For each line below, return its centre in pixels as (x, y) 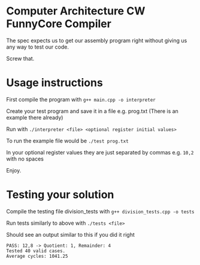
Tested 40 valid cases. (36, 251)
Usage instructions (54, 83)
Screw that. (20, 58)
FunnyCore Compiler (59, 24)
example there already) (35, 117)
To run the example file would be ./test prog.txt (67, 141)
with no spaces (25, 159)
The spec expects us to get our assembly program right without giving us (97, 40)
